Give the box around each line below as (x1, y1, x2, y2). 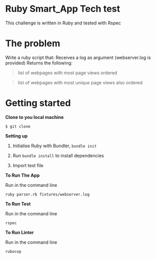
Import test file (12, 162, 44, 168)
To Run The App (5, 172, 40, 178)
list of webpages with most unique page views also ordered (17, 79, 143, 85)
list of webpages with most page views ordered (17, 70, 117, 76)
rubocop (5, 249, 22, 254)
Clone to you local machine (5, 114, 64, 120)
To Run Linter (5, 229, 34, 235)
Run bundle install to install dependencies (12, 152, 104, 158)
